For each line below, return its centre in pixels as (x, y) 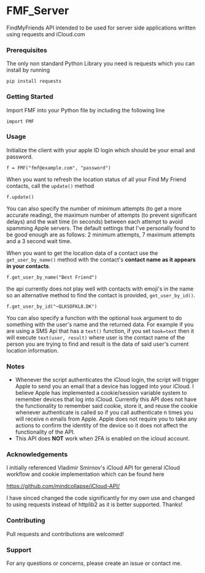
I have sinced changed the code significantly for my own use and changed (101, 498)
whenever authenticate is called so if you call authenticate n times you (104, 413)
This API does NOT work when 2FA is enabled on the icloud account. (102, 439)
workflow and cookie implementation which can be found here (85, 474)
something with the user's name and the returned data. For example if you (100, 324)
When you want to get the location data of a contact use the (82, 253)
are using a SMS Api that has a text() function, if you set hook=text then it (100, 331)
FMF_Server (38, 11)
